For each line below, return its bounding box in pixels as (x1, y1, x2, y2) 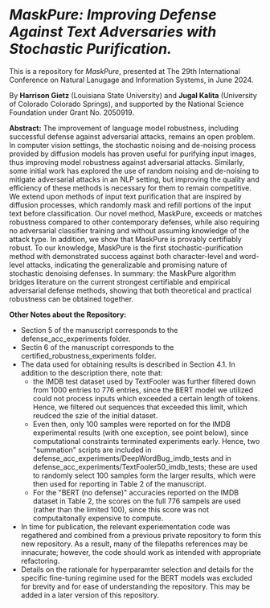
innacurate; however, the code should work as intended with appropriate (20, 547, 262, 557)
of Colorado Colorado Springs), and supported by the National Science (9, 99, 244, 109)
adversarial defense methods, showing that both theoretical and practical (9, 286, 252, 295)
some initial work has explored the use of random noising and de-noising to (9, 166, 260, 175)
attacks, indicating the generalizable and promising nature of (26, 260, 228, 269)
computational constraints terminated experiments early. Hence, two (32, 436, 260, 446)
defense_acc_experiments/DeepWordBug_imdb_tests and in (32, 453, 231, 463)
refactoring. (20, 556, 60, 565)
